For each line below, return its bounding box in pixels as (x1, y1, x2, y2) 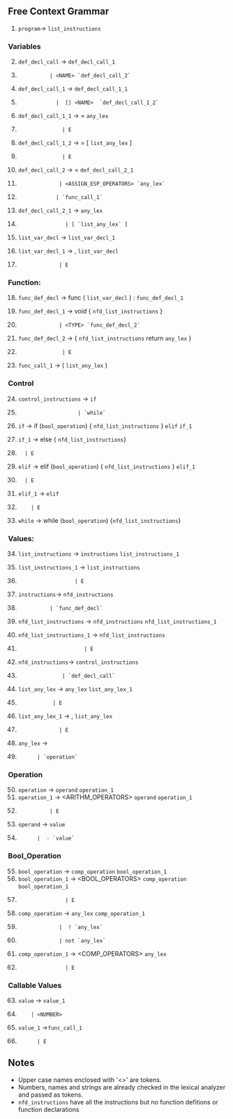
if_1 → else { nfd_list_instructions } (17, 435, 126, 443)
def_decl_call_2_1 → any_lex (17, 206, 103, 215)
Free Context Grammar (8, 6, 110, 17)
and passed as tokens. (17, 1090, 83, 1099)
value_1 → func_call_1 (17, 1023, 82, 1032)
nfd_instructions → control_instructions (17, 658, 139, 666)
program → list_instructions (17, 24, 101, 32)
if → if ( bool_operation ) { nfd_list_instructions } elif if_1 (17, 422, 193, 430)
